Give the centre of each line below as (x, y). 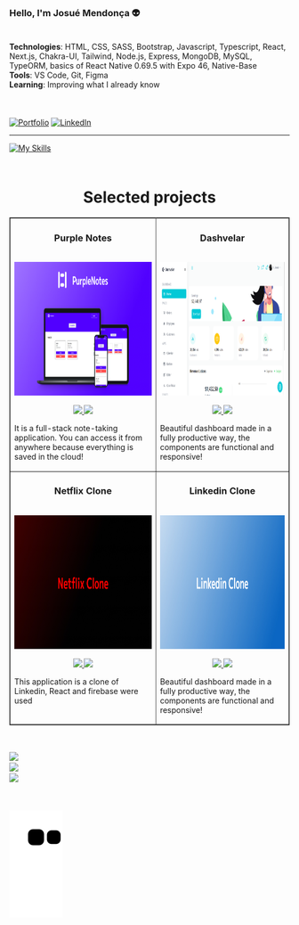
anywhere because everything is (74, 447)
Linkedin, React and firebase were (77, 691)
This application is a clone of (67, 681)
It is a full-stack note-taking (66, 429)
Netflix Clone (83, 491)
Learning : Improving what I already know (85, 85)
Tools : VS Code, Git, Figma (59, 75)
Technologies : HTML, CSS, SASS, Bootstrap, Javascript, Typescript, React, (148, 47)
